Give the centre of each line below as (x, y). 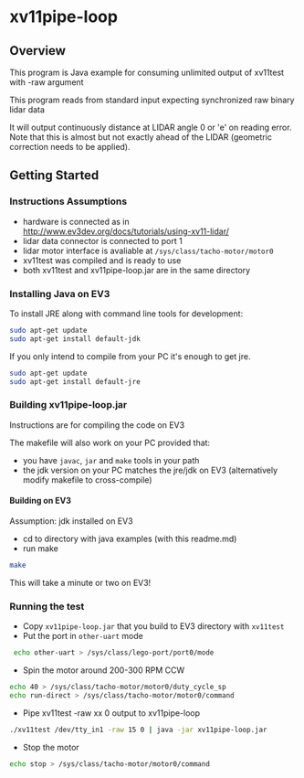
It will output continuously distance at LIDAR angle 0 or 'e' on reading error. (151, 127)
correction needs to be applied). (70, 147)
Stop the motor (51, 747)
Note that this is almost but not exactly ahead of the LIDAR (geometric (141, 137)
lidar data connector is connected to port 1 (102, 240)
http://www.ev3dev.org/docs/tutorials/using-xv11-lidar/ (126, 231)
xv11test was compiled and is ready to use (102, 260)
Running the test (47, 606)
